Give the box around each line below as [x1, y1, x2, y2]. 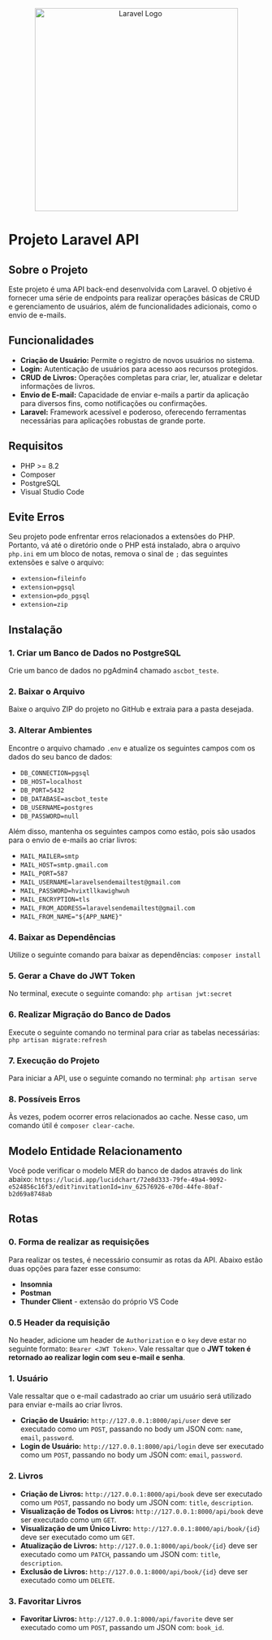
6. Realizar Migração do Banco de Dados [8, 1009, 171, 1020]
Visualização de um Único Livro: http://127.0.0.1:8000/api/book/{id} [19, 1523, 261, 1533]
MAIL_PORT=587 [19, 869, 68, 877]
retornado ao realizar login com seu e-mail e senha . [8, 1352, 185, 1362]
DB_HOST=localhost [19, 777, 83, 785]
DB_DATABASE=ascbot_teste [19, 794, 108, 803]
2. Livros [8, 1470, 44, 1482]
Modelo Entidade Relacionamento [8, 1144, 183, 1158]
